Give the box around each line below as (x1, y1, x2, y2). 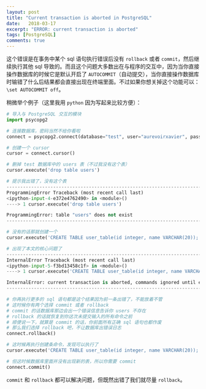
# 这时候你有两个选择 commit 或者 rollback (6, 302, 109, 308)
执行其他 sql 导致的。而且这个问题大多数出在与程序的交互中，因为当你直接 (11, 63, 200, 70)
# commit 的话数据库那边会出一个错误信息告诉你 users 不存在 (6, 307, 147, 314)
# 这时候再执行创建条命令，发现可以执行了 (6, 342, 99, 348)
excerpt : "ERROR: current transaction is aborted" (6, 26, 139, 33)
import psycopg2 (6, 117, 48, 123)
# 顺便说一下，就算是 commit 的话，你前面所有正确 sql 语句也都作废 (6, 319, 162, 325)
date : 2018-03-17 (6, 20, 56, 26)
